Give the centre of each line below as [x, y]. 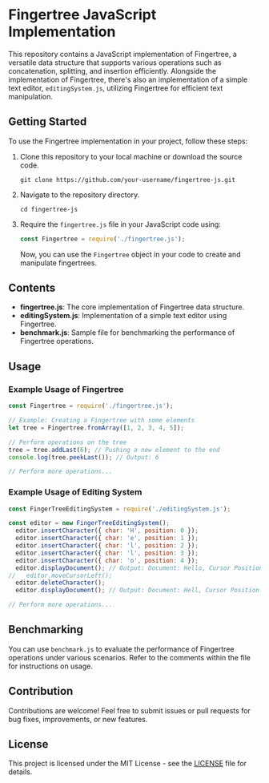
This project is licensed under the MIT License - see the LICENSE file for [127, 764]
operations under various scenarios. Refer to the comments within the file [129, 657]
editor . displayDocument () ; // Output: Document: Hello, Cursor [123, 568]
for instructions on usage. [51, 666]
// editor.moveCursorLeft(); [60, 575]
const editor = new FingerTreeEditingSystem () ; [89, 523]
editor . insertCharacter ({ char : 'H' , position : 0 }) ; [107, 531]
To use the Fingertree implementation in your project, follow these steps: [128, 141]
